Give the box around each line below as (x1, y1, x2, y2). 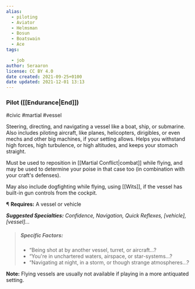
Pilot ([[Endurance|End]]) (6, 98, 79, 107)
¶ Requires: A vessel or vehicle (6, 200, 82, 208)
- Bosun (11, 30, 30, 36)
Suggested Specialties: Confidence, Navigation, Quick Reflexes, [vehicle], (6, 212, 187, 219)
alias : (6, 8, 22, 15)
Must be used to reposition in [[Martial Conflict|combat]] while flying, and (6, 159, 183, 166)
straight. (6, 148, 26, 155)
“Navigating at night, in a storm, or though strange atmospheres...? (29, 259, 190, 266)
